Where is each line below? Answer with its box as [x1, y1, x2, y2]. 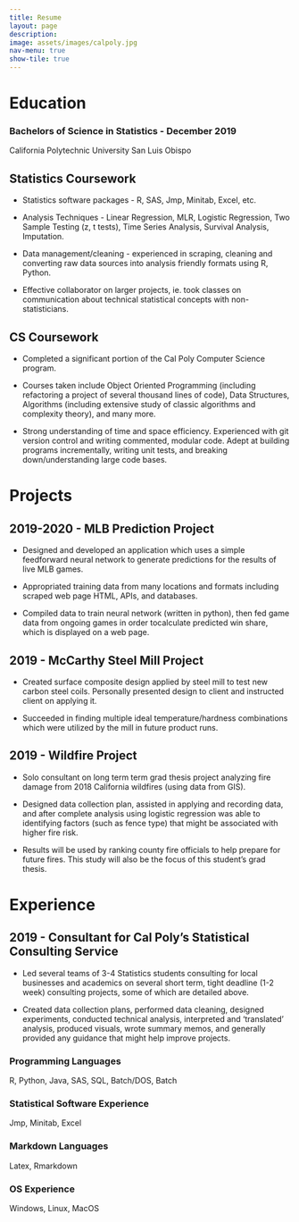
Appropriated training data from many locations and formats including [21, 582, 279, 592]
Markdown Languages [9, 1140, 109, 1152]
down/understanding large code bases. [21, 455, 168, 465]
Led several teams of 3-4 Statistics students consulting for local [21, 967, 259, 978]
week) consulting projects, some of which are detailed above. [21, 986, 250, 997]
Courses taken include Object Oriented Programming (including [21, 381, 256, 391]
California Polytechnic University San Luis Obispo [9, 145, 192, 156]
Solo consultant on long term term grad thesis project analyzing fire [21, 772, 271, 783]
